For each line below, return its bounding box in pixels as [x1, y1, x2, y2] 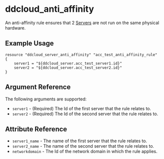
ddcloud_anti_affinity [5, 3, 95, 15]
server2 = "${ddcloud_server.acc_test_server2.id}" [14, 65, 122, 70]
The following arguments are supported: [5, 96, 87, 102]
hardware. [5, 25, 26, 31]
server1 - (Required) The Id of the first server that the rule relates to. [12, 105, 151, 111]
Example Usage [5, 39, 54, 48]
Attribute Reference [5, 125, 67, 133]
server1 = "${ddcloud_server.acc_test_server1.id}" [14, 61, 122, 66]
